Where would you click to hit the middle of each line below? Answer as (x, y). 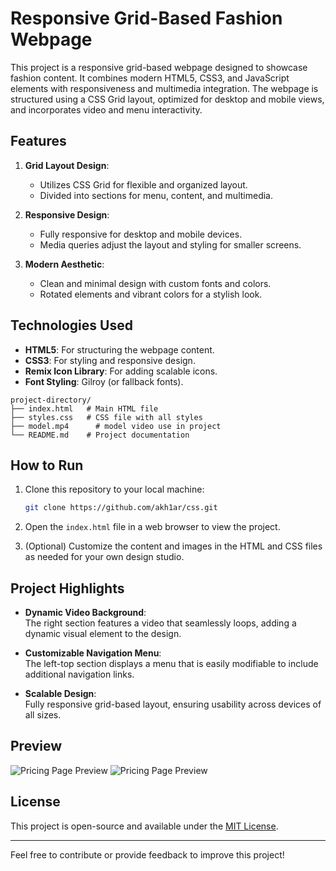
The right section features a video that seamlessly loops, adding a (160, 623)
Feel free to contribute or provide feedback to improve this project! (147, 854)
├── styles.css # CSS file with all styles (106, 417)
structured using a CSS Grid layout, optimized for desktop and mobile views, (167, 99)
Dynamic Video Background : (85, 613)
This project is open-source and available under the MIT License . (144, 826)
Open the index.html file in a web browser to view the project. (152, 527)
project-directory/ (51, 400)
